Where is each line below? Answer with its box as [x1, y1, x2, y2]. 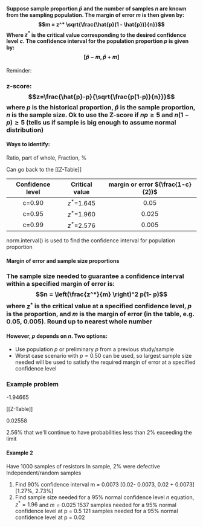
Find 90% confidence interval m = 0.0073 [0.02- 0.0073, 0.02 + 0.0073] [14, 480, 195, 488]
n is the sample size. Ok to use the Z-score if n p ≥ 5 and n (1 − [6, 111, 189, 119]
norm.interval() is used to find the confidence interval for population [6, 236, 175, 244]
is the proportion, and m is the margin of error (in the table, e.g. [6, 309, 195, 318]
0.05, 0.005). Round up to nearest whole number [6, 317, 153, 326]
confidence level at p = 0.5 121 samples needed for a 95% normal [14, 508, 178, 515]
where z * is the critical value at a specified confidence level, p [6, 301, 192, 311]
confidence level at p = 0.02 [14, 514, 86, 521]
